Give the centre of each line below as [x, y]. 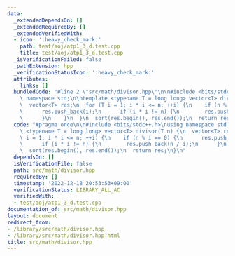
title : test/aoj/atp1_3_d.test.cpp [72, 53]
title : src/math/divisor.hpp [50, 242]
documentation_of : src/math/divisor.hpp [67, 210]
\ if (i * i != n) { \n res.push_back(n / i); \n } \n [123, 144]
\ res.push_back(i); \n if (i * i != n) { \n [100, 112]
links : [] [34, 86]
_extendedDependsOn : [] [48, 20]
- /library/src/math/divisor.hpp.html [64, 236]
